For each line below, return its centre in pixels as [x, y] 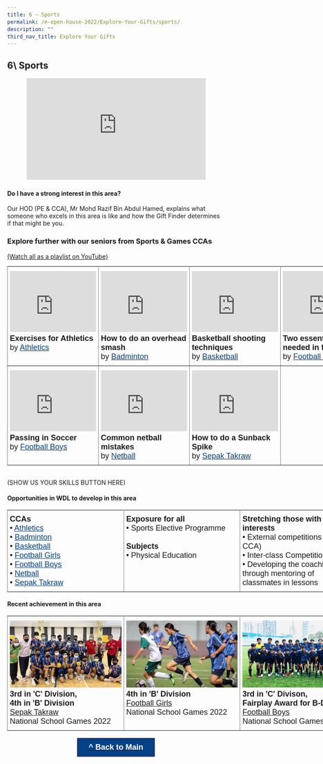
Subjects [142, 546]
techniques [213, 347]
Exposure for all [155, 519]
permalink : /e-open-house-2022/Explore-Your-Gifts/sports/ [94, 22]
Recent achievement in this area [54, 604]
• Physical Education [161, 555]
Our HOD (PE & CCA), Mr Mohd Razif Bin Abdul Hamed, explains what [106, 209]
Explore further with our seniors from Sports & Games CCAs [110, 241]
